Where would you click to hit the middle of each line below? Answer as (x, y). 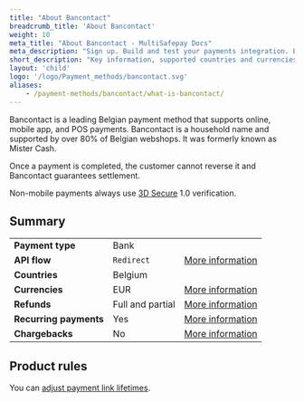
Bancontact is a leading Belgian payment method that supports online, (140, 120)
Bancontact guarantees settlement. (75, 175)
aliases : (26, 85)
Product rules (48, 366)
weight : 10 (30, 34)
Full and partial (144, 304)
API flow (33, 261)
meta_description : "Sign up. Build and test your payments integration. (149, 52)
